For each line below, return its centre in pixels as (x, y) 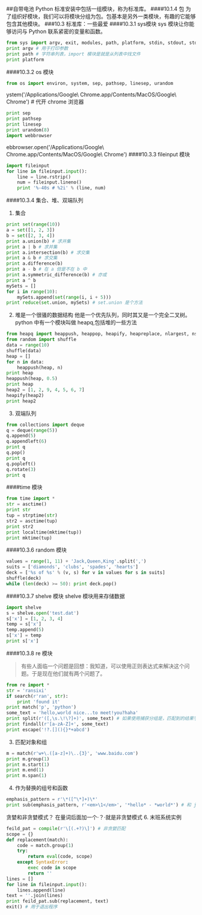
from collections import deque (45, 425)
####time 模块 (24, 487)
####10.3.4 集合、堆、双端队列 (45, 200)
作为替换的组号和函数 (41, 788)
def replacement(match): (37, 840)
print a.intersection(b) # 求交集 (48, 252)
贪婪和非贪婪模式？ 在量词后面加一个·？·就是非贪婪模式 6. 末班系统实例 (94, 817)
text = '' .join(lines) (35, 896)
